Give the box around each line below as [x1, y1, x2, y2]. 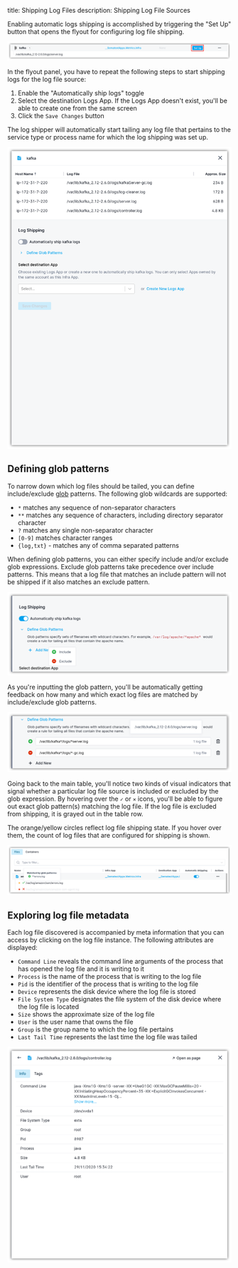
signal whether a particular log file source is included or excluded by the [7, 786, 219, 795]
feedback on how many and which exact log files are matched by [7, 690, 198, 699]
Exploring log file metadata [7, 909, 129, 921]
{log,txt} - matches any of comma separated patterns [17, 541, 180, 549]
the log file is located [17, 1002, 80, 1011]
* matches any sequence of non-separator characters [17, 503, 176, 511]
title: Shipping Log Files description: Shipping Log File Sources [7, 6, 190, 14]
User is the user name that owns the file [17, 1018, 134, 1027]
